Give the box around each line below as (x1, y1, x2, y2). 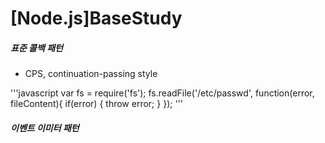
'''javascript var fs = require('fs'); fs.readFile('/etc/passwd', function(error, (10, 87, 315, 99)
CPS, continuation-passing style (24, 68, 158, 80)
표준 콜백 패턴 (10, 42, 63, 54)
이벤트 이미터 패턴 (10, 122, 80, 134)
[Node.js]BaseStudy (10, 7, 183, 30)
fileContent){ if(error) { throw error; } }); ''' (10, 98, 183, 110)
